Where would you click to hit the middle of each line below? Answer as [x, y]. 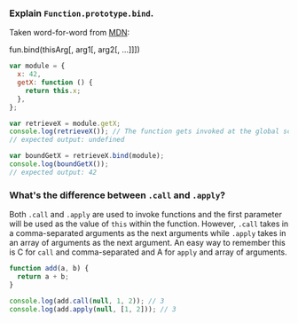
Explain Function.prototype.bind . [82, 13]
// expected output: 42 [53, 172]
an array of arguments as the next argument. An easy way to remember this [147, 243]
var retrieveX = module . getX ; [65, 123]
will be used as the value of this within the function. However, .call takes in [149, 224]
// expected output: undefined [67, 140]
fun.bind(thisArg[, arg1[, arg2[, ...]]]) [74, 50]
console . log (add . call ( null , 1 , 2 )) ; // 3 [87, 301]
